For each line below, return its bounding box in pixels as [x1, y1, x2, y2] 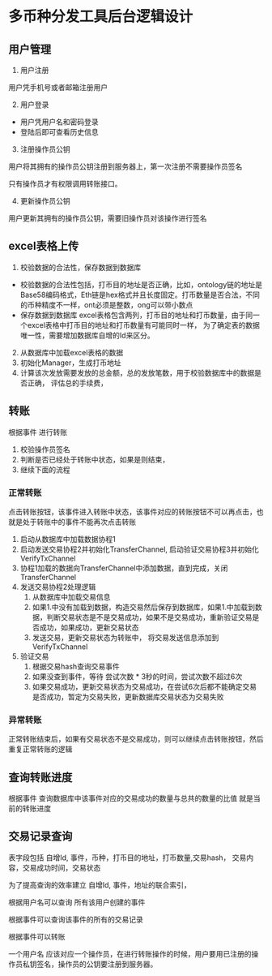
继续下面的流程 [19, 464, 70, 475]
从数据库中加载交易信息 [32, 591, 111, 601]
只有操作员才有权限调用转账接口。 [8, 179, 122, 188]
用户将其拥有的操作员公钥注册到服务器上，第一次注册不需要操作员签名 [8, 161, 243, 171]
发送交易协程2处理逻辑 [19, 582, 96, 591]
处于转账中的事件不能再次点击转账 [22, 517, 136, 527]
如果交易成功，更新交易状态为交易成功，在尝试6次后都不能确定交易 [32, 681, 257, 691]
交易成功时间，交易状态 [22, 862, 101, 872]
